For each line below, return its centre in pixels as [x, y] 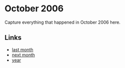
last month [22, 49]
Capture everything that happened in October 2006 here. [63, 22]
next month [23, 55]
